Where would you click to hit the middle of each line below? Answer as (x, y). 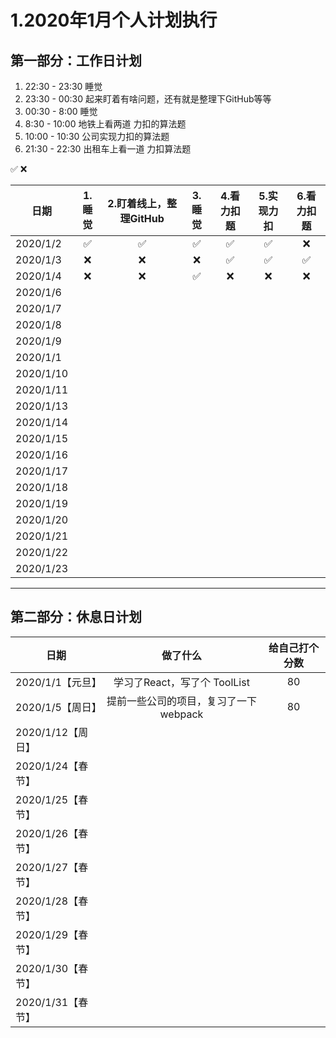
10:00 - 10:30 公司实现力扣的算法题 (97, 136)
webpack (181, 714)
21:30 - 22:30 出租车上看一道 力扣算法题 (108, 149)
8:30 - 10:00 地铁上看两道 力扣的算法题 (105, 124)
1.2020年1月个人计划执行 (114, 20)
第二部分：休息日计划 (76, 617)
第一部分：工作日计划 (76, 60)
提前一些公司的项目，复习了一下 (181, 701)
